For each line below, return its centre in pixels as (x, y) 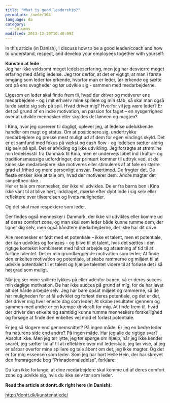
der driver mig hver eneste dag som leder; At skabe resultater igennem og (83, 301)
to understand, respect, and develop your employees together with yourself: (85, 53)
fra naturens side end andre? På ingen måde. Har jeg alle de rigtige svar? (82, 333)
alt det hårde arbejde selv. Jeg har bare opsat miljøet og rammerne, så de (82, 290)
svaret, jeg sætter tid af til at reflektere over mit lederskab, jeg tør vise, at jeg (85, 344)
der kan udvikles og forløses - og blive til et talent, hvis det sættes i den (80, 243)
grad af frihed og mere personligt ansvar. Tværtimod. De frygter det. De (80, 170)
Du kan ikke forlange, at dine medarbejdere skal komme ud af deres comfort (85, 370)
